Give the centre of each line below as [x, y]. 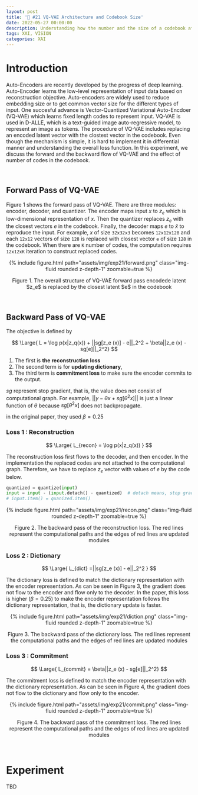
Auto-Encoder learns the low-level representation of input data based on [94, 91]
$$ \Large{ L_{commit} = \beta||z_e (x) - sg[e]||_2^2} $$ [99, 669]
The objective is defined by [39, 331]
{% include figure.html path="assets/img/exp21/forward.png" [83, 263]
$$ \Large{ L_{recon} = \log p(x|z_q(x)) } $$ [99, 445]
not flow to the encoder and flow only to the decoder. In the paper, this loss [98, 593]
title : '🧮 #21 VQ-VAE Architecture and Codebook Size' [75, 17]
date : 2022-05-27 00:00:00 [39, 22]
